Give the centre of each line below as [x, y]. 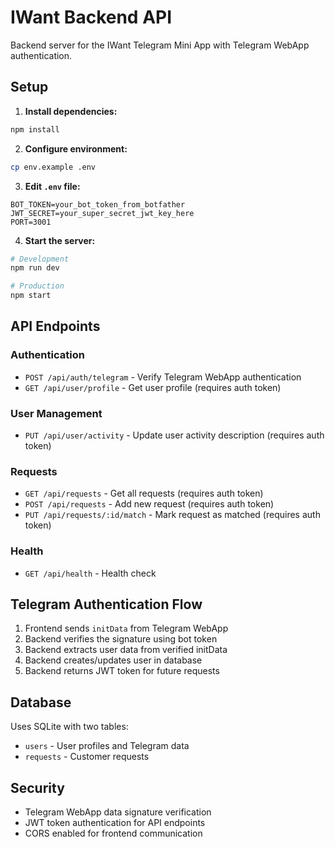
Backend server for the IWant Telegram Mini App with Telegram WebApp [160, 45]
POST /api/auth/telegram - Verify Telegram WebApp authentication [163, 377]
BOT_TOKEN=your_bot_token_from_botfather [98, 204]
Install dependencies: [71, 111]
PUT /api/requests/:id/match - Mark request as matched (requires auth [172, 515]
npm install [35, 129]
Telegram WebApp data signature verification [118, 812]
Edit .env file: [52, 186]
